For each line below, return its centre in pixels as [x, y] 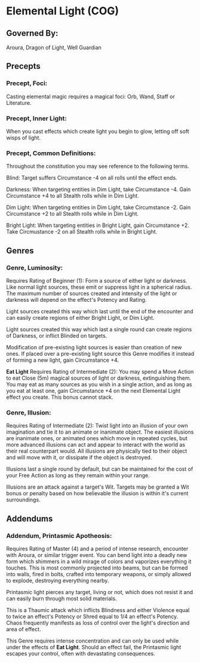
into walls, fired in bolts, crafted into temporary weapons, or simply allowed [99, 574]
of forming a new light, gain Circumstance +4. [63, 360]
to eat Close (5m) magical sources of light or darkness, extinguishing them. [99, 378]
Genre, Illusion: [29, 413]
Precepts [23, 66]
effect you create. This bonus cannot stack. [60, 397]
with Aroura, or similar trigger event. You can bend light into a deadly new [97, 555]
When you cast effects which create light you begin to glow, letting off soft [98, 131]
